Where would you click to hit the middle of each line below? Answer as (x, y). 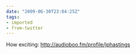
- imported (19, 22)
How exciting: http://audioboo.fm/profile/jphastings (68, 45)
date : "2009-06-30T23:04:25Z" (43, 11)
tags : (13, 17)
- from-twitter (25, 28)
